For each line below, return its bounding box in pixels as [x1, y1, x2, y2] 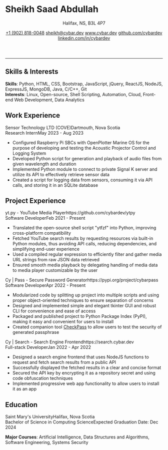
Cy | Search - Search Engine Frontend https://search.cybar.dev [5, 339, 134, 345]
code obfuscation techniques [12, 375, 73, 381]
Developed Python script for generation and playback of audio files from [12, 155, 162, 161]
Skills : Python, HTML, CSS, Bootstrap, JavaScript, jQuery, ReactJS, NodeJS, [5, 81, 163, 87]
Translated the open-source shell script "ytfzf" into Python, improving [12, 225, 156, 231]
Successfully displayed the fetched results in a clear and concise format [12, 364, 161, 371]
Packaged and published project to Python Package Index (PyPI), [12, 313, 147, 319]
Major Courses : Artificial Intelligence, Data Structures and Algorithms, [5, 434, 150, 440]
